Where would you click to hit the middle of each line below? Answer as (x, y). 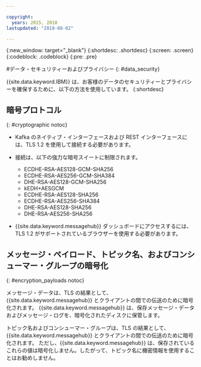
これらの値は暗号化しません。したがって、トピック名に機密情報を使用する (98, 350)
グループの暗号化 (77, 266)
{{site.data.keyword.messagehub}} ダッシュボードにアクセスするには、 (103, 226)
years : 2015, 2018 (35, 22)
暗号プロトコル (34, 110)
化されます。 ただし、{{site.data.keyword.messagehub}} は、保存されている (100, 343)
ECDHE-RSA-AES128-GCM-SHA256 (69, 169)
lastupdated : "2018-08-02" (40, 28)
